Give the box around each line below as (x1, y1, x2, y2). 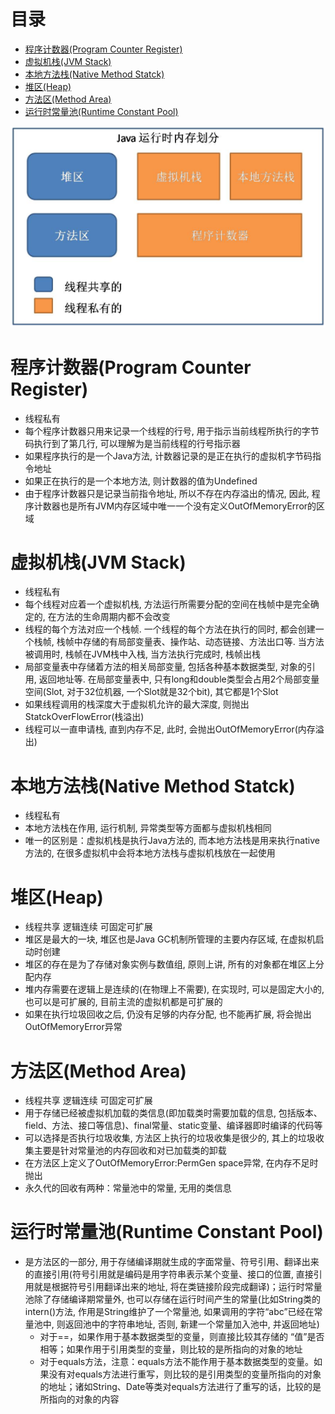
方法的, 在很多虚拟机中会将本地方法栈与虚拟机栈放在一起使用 (24, 847, 276, 859)
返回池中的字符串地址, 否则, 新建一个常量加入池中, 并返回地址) (64, 1318, 320, 1330)
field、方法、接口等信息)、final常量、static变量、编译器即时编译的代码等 (24, 1120, 323, 1132)
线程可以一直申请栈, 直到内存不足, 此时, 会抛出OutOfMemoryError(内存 (24, 723, 316, 735)
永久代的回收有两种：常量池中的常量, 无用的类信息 (24, 1182, 232, 1194)
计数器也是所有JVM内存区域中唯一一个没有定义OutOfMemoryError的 (33, 500, 317, 512)
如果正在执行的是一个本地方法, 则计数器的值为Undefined (24, 475, 258, 487)
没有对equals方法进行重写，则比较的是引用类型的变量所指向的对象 (48, 1368, 322, 1380)
